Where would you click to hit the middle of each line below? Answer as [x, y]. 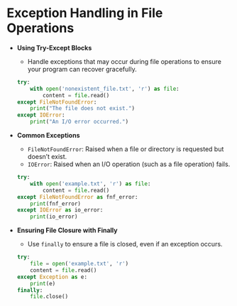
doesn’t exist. [47, 157]
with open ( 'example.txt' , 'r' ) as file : [90, 184]
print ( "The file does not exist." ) [83, 109]
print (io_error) [54, 217]
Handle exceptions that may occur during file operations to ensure [124, 61]
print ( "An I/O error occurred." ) [79, 122]
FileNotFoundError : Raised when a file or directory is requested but [126, 149]
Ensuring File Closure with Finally [67, 230]
